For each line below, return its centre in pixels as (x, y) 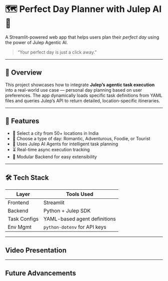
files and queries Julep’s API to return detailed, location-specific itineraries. (83, 101)
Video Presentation (36, 250)
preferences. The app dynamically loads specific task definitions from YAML (84, 95)
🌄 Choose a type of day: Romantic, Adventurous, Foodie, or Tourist (81, 138)
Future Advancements (41, 273)
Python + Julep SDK (67, 211)
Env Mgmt (19, 227)
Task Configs (23, 219)
